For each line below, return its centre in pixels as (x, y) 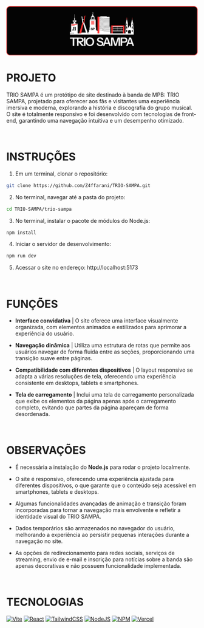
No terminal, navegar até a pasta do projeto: (70, 197)
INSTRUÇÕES (41, 157)
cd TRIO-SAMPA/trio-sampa (39, 209)
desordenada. (32, 414)
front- (189, 114)
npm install (21, 233)
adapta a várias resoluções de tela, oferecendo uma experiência (95, 377)
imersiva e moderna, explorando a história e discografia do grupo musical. (99, 108)
